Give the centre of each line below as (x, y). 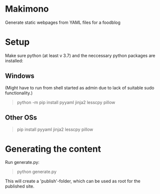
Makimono (27, 9)
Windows (20, 76)
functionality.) (19, 93)
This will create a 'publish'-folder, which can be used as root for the (73, 181)
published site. (20, 186)
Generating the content (53, 149)
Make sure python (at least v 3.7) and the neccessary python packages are (80, 55)
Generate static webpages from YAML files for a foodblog (63, 22)
